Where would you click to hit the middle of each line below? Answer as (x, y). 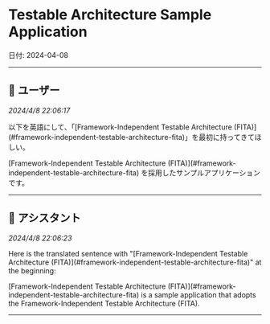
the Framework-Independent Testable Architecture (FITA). (104, 303)
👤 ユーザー (34, 90)
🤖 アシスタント (45, 218)
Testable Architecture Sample (110, 15)
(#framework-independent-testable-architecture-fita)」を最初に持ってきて (131, 137)
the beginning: (32, 270)
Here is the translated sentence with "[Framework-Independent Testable (128, 253)
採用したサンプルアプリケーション (205, 172)
